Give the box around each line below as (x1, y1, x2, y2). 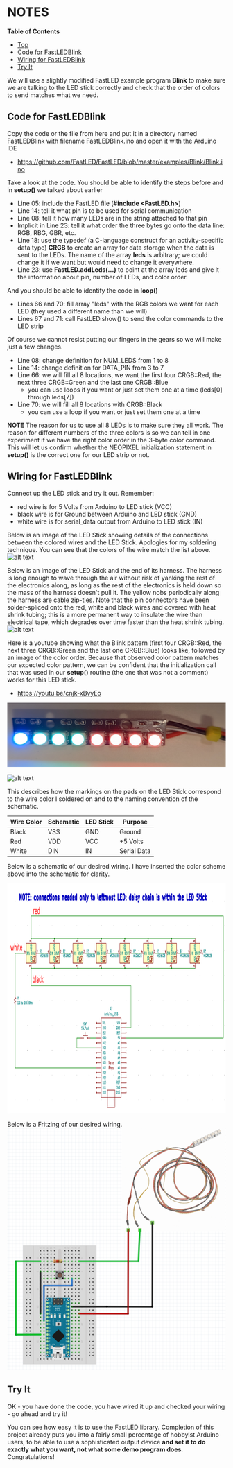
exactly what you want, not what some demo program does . (7, 1445, 184, 1453)
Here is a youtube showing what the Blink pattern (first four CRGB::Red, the (7, 639, 222, 647)
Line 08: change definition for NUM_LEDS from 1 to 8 (17, 356, 169, 364)
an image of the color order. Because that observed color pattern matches (7, 653, 220, 662)
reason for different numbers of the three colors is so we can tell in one (7, 428, 211, 437)
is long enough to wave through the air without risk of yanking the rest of (7, 573, 216, 582)
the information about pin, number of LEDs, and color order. (17, 273, 189, 281)
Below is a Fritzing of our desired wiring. (7, 1120, 123, 1128)
